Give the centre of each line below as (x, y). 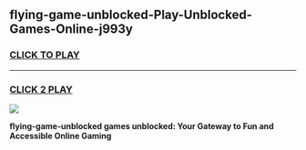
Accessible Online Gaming (61, 135)
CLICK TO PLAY (45, 55)
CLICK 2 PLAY (41, 89)
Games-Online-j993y (71, 30)
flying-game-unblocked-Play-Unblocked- (131, 15)
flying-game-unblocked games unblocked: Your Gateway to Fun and (142, 125)
